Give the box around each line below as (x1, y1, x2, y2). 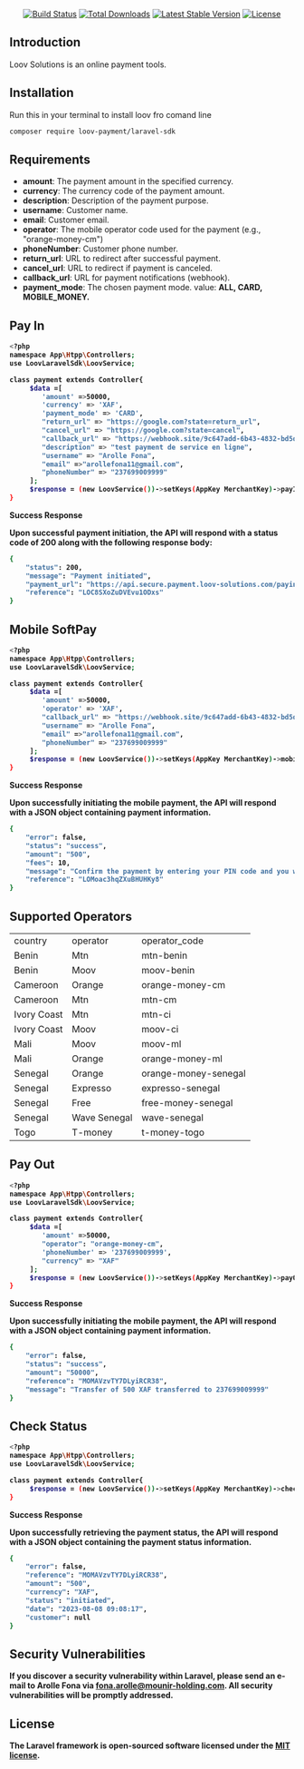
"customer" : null (25, 1613, 91, 1622)
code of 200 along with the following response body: (9, 536, 213, 548)
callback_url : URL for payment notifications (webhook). (22, 272, 231, 283)
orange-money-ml (141, 1052, 223, 1065)
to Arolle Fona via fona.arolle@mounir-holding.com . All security (26, 1680, 273, 1691)
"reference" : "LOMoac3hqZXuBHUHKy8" (25, 875, 165, 884)
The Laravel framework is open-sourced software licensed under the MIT (9, 1740, 291, 1751)
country (14, 934, 48, 947)
